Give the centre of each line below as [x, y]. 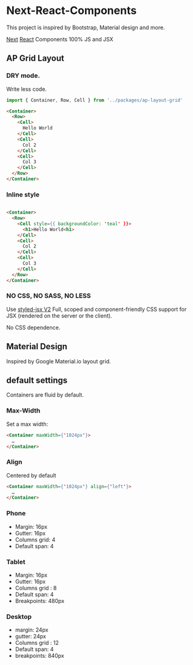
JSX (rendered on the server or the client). [59, 315]
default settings [37, 381]
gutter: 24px [31, 636]
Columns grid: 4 [35, 540]
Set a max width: [27, 424]
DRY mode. [23, 75]
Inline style [23, 194]
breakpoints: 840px [40, 656]
